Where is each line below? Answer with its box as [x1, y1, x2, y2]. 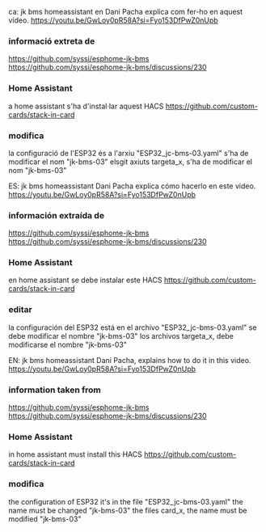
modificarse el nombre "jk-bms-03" [8, 340, 128, 349]
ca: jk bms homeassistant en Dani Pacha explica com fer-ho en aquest [8, 7, 243, 16]
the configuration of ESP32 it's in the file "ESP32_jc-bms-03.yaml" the [8, 496, 244, 506]
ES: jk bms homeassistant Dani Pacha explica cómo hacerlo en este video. [8, 181, 256, 191]
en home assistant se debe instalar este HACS [8, 275, 163, 285]
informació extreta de [8, 36, 95, 47]
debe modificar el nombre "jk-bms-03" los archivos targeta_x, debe [8, 331, 234, 340]
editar [8, 304, 32, 315]
